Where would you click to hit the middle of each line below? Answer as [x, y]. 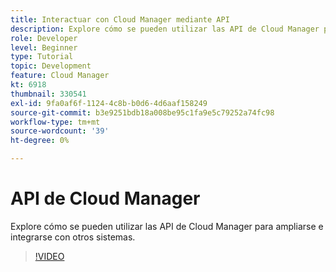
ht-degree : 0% [40, 141]
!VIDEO [49, 256]
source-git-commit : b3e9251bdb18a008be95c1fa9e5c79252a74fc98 [142, 112]
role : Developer [44, 38]
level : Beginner [44, 47]
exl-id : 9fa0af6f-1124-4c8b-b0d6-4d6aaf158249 [109, 103]
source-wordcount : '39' [60, 131]
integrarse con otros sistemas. [73, 237]
